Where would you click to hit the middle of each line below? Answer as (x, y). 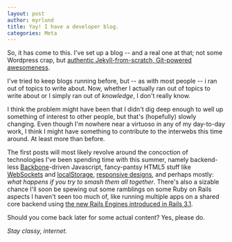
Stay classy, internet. (37, 231)
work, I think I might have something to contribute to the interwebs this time (115, 131)
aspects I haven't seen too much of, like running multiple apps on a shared (113, 197)
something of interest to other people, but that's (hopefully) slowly (102, 117)
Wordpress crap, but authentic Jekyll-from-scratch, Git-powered (99, 60)
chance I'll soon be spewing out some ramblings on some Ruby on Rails (109, 189)
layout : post (26, 14)
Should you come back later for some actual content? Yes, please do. (106, 218)
